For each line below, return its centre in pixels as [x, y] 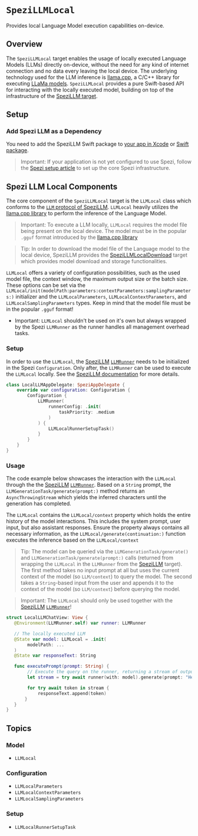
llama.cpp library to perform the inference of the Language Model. [86, 214]
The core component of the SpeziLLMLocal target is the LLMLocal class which [99, 201]
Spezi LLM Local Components [62, 187]
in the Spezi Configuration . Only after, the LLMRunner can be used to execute [99, 368]
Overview [24, 44]
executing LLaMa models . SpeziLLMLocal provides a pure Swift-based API [95, 83]
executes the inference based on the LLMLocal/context [72, 540]
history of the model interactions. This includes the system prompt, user [94, 522]
